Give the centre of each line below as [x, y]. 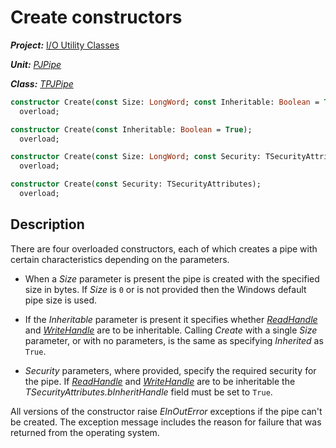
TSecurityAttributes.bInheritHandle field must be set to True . [148, 392]
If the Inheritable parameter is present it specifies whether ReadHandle [171, 319]
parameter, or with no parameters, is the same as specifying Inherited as [174, 340]
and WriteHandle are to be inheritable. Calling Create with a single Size [171, 330]
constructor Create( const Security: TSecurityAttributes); [136, 184]
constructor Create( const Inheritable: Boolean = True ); [131, 129]
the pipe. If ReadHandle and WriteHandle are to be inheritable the [160, 381]
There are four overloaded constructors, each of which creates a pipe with [164, 248]
